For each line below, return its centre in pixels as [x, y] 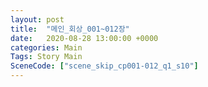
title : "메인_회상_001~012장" [70, 29]
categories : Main [46, 47]
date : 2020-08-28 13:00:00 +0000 [84, 38]
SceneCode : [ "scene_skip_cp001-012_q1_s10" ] [104, 66]
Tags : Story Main [46, 57]
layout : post [37, 19]
